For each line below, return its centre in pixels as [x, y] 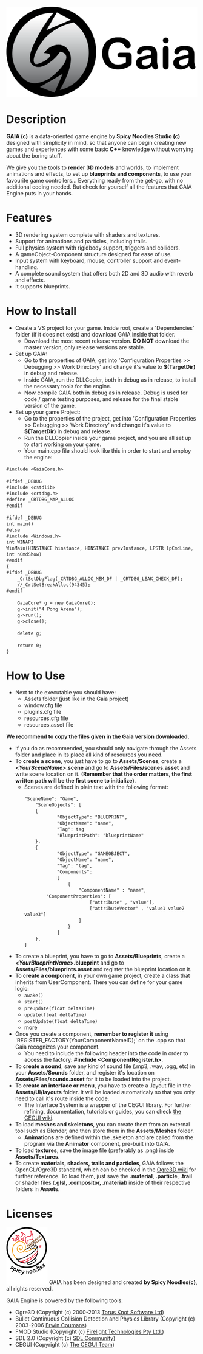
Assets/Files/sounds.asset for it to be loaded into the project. [93, 1079]
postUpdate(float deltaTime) [61, 1022]
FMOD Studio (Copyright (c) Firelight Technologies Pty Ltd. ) [90, 1332]
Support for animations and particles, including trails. [81, 241]
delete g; [30, 633]
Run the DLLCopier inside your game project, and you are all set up [108, 438]
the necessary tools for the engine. [68, 386]
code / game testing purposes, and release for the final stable [101, 399]
